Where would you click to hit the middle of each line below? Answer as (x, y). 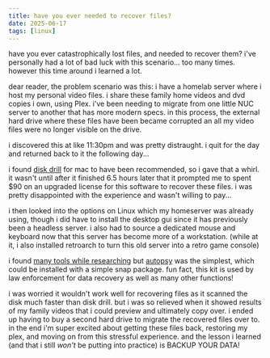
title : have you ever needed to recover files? (90, 16)
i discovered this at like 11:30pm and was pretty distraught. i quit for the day (134, 145)
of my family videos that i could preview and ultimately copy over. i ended (131, 311)
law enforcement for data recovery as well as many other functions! (121, 278)
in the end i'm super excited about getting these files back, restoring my (128, 328)
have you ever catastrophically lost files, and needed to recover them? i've (132, 54)
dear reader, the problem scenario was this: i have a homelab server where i (135, 86)
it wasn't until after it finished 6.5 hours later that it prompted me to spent (130, 178)
